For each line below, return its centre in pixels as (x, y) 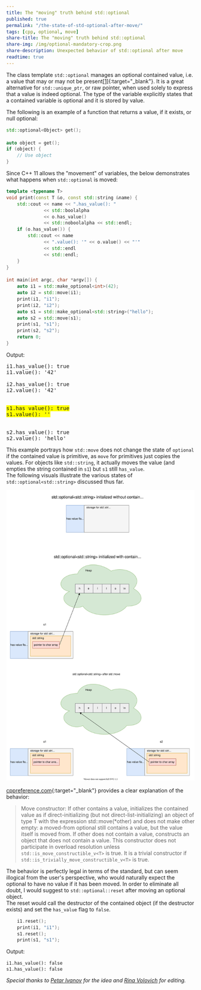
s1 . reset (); (32, 934)
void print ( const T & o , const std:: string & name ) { (72, 198)
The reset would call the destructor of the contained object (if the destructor (100, 903)
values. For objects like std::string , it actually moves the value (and (91, 462)
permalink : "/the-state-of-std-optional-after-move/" (75, 25)
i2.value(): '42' (31, 390)
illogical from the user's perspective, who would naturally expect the (91, 877)
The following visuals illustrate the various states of (69, 475)
